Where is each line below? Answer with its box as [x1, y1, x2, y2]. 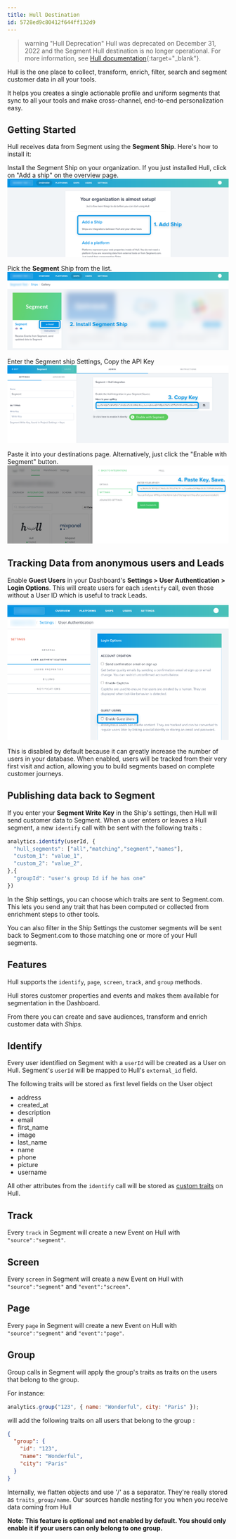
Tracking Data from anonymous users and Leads [7, 558, 225, 569]
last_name [17, 1138, 48, 1147]
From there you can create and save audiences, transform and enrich [7, 1012, 208, 1021]
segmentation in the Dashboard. [7, 998, 100, 1007]
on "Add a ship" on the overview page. [7, 171, 119, 179]
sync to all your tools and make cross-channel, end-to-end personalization [7, 96, 223, 105]
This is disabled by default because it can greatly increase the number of [7, 747, 219, 755]
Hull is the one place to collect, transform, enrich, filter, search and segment [7, 67, 228, 76]
